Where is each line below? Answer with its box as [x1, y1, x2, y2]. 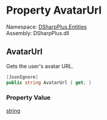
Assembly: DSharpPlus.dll [6, 29, 70, 36]
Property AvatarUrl [6, 4, 102, 17]
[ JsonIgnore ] [6, 74, 39, 80]
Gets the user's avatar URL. [6, 62, 74, 70]
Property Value [6, 93, 51, 102]
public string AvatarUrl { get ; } [6, 80, 92, 86]
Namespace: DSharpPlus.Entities [6, 23, 87, 30]
